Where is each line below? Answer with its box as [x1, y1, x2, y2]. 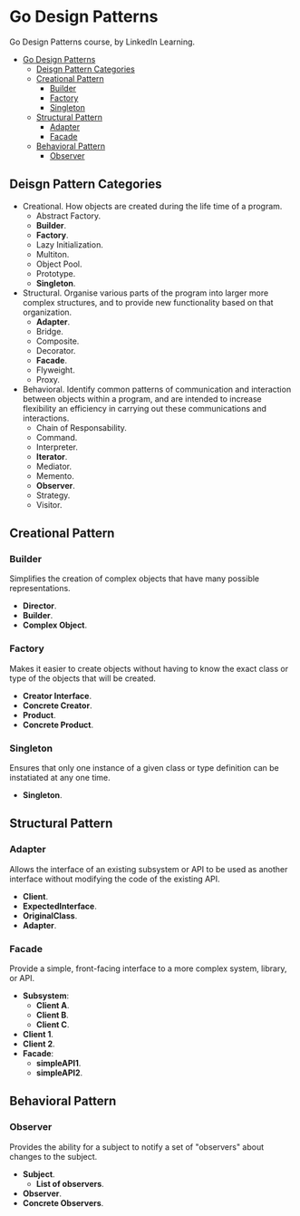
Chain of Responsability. [35, 422, 127, 433]
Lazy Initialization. [35, 238, 104, 250]
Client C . [35, 1019, 70, 1030]
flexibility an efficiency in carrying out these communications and [22, 403, 267, 413]
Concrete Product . [22, 719, 94, 730]
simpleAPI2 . [35, 1067, 83, 1078]
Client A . [35, 1000, 70, 1011]
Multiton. [35, 248, 70, 259]
